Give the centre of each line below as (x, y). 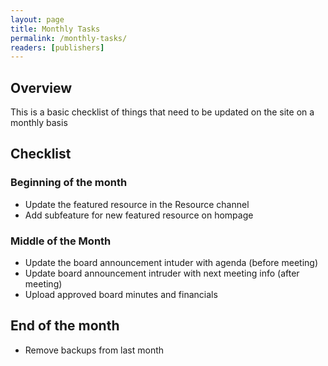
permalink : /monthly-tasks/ (69, 38)
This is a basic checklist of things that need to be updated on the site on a (162, 112)
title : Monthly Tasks (55, 29)
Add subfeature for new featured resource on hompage (139, 215)
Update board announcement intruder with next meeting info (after (162, 273)
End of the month (65, 326)
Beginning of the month (69, 183)
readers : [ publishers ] (57, 47)
